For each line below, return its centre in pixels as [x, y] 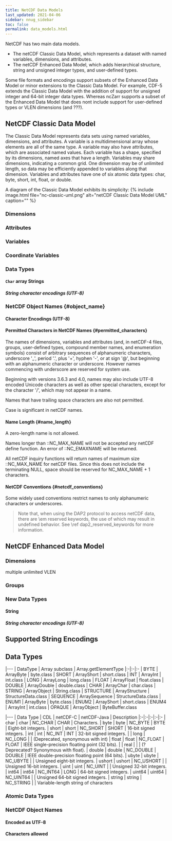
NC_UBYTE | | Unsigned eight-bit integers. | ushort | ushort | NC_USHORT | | [86, 761]
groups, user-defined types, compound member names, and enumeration [83, 347]
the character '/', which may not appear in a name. [59, 390]
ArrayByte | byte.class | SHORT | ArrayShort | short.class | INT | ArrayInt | [83, 674]
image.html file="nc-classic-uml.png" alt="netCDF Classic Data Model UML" [86, 195]
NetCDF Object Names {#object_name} [55, 306]
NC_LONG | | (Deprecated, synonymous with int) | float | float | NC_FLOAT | [85, 739]
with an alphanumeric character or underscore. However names [73, 363]
